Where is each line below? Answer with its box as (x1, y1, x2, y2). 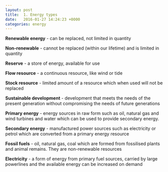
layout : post (5, 7, 33, 13)
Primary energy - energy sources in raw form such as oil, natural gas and (5, 110, 159, 116)
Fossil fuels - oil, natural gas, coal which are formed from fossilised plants (5, 141, 160, 147)
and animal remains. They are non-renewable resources (5, 146, 122, 152)
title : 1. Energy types (5, 12, 58, 17)
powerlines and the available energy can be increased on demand (5, 161, 143, 167)
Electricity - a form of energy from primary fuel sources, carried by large (5, 156, 158, 162)
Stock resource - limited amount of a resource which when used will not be (5, 80, 163, 86)
